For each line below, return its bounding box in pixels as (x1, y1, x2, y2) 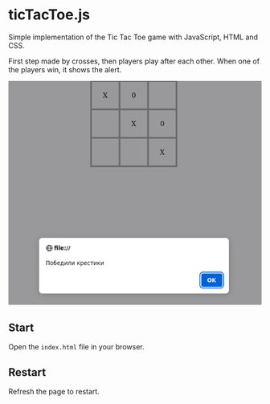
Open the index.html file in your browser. (8, 342, 145, 352)
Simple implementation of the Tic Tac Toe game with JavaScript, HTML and (8, 32, 259, 42)
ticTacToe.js (8, 6, 91, 24)
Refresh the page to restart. (8, 386, 100, 396)
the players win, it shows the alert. (8, 64, 122, 74)
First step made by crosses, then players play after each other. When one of (8, 56, 260, 66)
